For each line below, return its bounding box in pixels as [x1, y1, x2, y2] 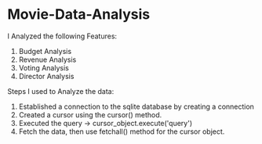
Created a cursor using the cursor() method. [18, 110, 162, 119]
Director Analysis [18, 71, 75, 81]
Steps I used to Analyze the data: [7, 86, 115, 95]
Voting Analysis [18, 63, 70, 72]
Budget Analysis [18, 46, 72, 56]
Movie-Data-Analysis [7, 5, 151, 23]
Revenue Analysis [18, 55, 77, 64]
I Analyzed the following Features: [7, 31, 118, 41]
